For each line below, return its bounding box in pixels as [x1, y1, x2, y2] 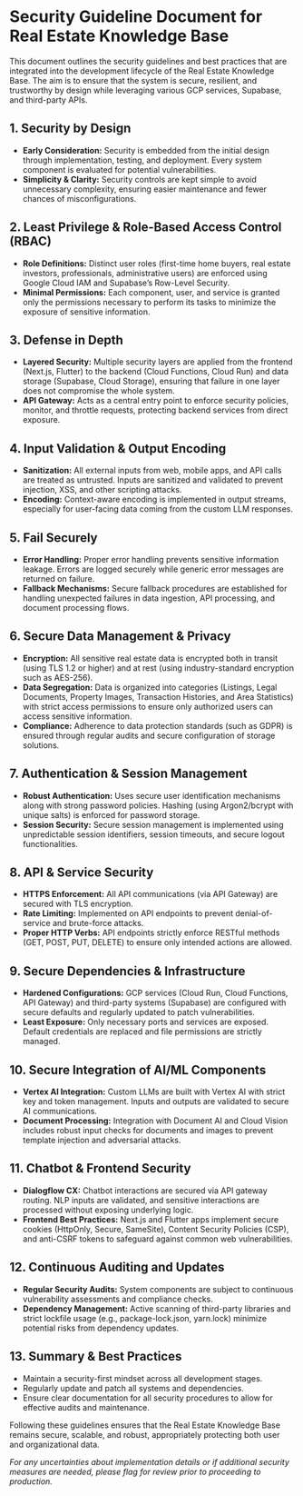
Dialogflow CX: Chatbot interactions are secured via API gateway [22, 1184, 268, 1196]
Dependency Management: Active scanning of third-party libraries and [22, 1302, 291, 1314]
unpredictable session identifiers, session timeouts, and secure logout [22, 829, 286, 840]
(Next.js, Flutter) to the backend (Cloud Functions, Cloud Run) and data [22, 366, 288, 377]
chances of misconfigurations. [22, 193, 137, 204]
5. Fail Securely [9, 530, 98, 545]
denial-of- [235, 908, 273, 919]
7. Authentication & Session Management [9, 766, 248, 782]
